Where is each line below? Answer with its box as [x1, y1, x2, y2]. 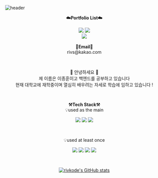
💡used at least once [63, 137, 105, 143]
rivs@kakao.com [67, 49, 102, 55]
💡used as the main [65, 107, 104, 113]
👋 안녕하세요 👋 [70, 69, 99, 75]
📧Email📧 [75, 44, 93, 50]
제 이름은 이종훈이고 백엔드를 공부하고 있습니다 [38, 75, 130, 81]
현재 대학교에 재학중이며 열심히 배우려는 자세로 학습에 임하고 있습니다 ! [15, 82, 153, 87]
